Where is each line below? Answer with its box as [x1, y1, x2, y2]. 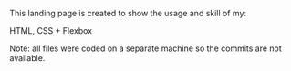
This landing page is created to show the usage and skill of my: [9, 8, 247, 18]
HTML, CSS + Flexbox [9, 25, 93, 35]
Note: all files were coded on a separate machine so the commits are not [9, 43, 283, 54]
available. [9, 53, 46, 63]
